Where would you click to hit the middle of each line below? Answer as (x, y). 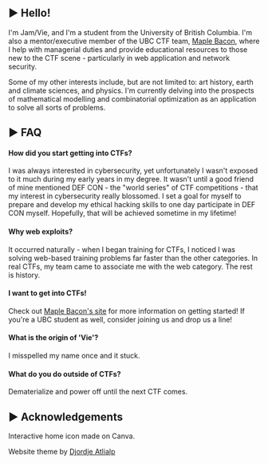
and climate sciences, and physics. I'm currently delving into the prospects (131, 90)
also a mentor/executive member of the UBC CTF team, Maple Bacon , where (134, 41)
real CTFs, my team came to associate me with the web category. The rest (130, 266)
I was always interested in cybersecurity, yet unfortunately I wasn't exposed (133, 170)
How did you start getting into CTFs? (71, 153)
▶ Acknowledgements (66, 416)
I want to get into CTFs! (47, 293)
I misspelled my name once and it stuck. (74, 356)
